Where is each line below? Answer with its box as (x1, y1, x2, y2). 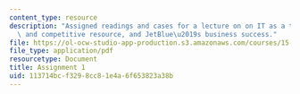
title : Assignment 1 (9, 64, 87, 73)
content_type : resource (9, 13, 98, 22)
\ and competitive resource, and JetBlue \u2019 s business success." (17, 30, 278, 38)
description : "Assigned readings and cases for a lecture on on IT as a (9, 21, 286, 30)
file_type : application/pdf (9, 47, 114, 56)
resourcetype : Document (9, 55, 98, 64)
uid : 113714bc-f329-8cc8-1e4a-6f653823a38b (9, 72, 174, 81)
